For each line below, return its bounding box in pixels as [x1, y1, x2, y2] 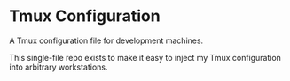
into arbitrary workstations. [9, 62, 108, 72]
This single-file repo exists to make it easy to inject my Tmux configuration [9, 52, 282, 63]
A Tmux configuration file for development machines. [9, 35, 204, 46]
